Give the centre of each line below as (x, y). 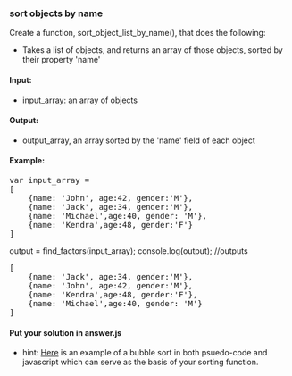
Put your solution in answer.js (66, 332)
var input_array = (50, 180)
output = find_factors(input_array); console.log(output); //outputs (129, 251)
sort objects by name (56, 13)
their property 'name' (61, 60)
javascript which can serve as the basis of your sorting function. (140, 362)
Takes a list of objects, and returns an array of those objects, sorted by (152, 50)
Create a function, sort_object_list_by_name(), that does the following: (138, 33)
